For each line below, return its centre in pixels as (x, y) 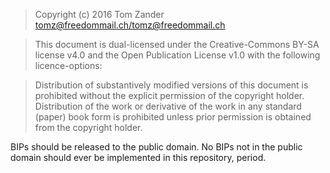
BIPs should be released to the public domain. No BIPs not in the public (156, 147)
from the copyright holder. (88, 127)
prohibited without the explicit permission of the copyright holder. (169, 95)
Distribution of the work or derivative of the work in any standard (168, 106)
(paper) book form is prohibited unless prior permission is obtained (173, 117)
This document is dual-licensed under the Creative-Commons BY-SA (177, 44)
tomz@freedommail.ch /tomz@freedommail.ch (130, 25)
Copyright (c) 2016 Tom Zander (99, 14)
